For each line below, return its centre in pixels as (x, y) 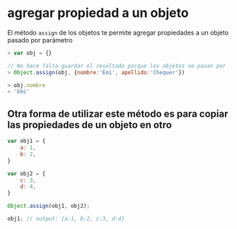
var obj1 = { (27, 141)
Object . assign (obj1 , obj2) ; (49, 206)
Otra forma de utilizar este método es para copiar (118, 113)
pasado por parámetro (40, 40)
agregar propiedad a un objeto (98, 13)
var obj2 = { (27, 174)
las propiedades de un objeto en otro (89, 125)
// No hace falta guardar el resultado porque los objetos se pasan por (117, 66)
